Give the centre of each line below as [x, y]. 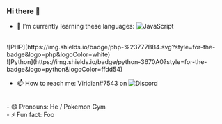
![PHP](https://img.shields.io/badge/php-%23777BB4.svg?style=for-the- [111, 47]
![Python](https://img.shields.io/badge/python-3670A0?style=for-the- [107, 62]
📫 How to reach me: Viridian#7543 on [72, 84]
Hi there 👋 [24, 11]
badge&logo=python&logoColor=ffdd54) [65, 70]
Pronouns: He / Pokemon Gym [62, 107]
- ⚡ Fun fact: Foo [31, 115]
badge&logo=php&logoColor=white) [58, 54]
